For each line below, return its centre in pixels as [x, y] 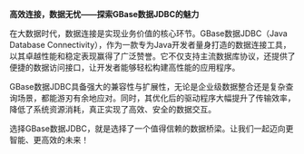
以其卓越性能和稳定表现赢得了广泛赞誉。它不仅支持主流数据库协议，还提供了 [152, 56]
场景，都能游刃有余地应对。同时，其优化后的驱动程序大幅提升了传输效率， [156, 98]
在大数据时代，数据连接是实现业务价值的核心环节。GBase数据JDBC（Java [148, 34]
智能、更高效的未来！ [49, 140]
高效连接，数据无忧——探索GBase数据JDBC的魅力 [104, 14]
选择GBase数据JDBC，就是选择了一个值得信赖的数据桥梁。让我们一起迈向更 [152, 129]
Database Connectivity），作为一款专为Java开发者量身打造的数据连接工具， [151, 45]
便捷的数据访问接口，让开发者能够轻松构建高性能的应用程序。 [125, 67]
